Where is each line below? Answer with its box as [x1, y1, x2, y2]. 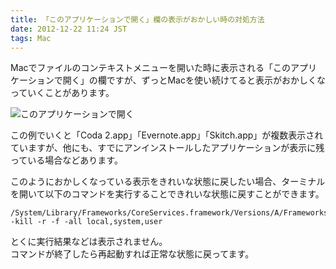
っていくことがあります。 [10, 87, 115, 99]
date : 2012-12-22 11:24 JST [10, 24, 128, 34]
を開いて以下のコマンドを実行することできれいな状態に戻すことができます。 [10, 188, 325, 200]
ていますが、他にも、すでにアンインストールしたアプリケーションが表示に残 [10, 142, 325, 154]
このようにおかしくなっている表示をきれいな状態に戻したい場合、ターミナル [10, 176, 326, 188]
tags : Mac [10, 33, 52, 43]
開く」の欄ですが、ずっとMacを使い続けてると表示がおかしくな [62, 74, 326, 86]
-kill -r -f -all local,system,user [10, 217, 163, 227]
